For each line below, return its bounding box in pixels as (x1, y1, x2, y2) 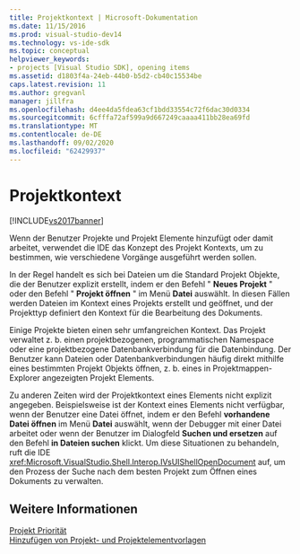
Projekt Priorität (9, 525, 67, 536)
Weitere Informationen (9, 501, 139, 516)
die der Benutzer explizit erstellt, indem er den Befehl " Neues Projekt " (9, 278, 273, 289)
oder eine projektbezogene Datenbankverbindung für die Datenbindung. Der (9, 343, 292, 355)
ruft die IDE (9, 446, 51, 458)
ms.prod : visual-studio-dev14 (9, 30, 123, 39)
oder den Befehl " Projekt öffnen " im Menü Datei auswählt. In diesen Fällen (9, 288, 290, 299)
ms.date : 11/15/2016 (9, 22, 87, 31)
